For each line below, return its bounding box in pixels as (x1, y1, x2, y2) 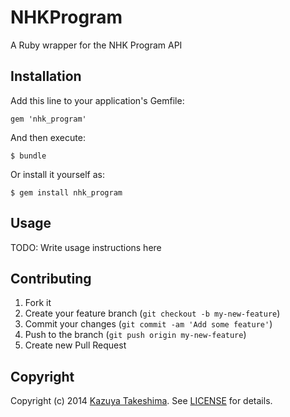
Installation (10, 68, 82, 85)
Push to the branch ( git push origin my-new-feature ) (24, 329, 247, 341)
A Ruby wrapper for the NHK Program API (10, 39, 183, 51)
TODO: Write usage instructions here (10, 241, 162, 253)
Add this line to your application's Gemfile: (10, 94, 185, 106)
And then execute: (10, 131, 86, 143)
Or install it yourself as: (10, 168, 105, 180)
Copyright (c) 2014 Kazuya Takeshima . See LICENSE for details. (10, 395, 273, 407)
